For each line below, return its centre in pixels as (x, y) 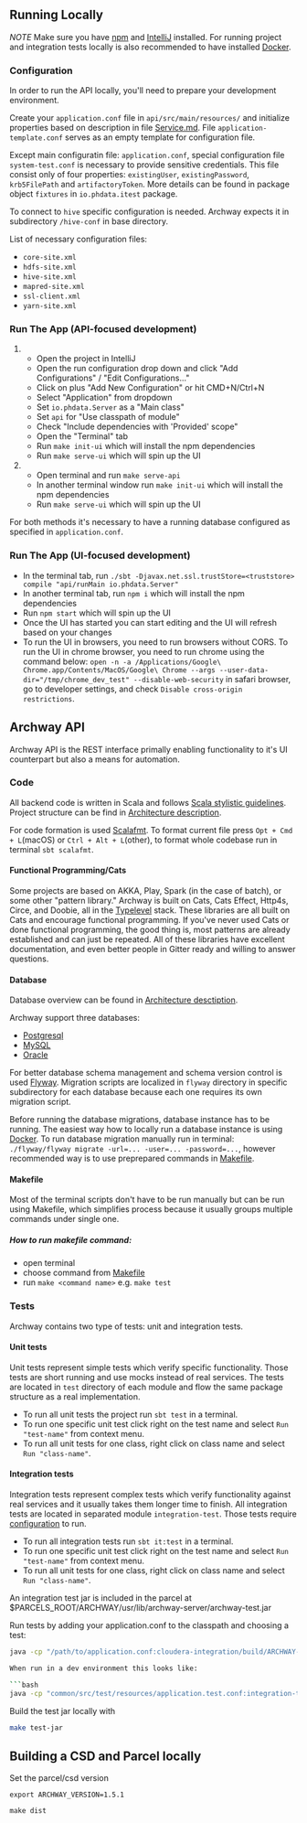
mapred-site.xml (53, 287)
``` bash (24, 1685)
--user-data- (244, 670)
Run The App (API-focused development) (103, 329)
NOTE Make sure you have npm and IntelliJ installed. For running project (146, 37)
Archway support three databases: (74, 1018)
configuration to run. (48, 1524)
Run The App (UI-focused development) (100, 555)
